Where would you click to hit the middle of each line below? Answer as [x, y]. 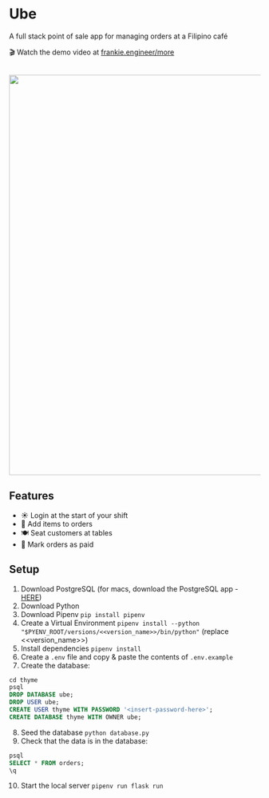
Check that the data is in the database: [84, 740]
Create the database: [55, 665]
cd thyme [24, 680]
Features [32, 496]
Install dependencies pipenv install [81, 648]
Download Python [50, 606]
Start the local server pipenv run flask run [92, 786]
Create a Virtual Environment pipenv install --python [110, 623]
